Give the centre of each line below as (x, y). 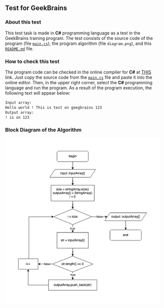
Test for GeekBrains (36, 8)
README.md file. (19, 48)
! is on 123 (17, 117)
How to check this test (32, 61)
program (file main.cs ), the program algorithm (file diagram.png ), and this (78, 43)
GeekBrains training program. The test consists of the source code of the (79, 38)
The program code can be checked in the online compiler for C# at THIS (78, 72)
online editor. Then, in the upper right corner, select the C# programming (79, 82)
